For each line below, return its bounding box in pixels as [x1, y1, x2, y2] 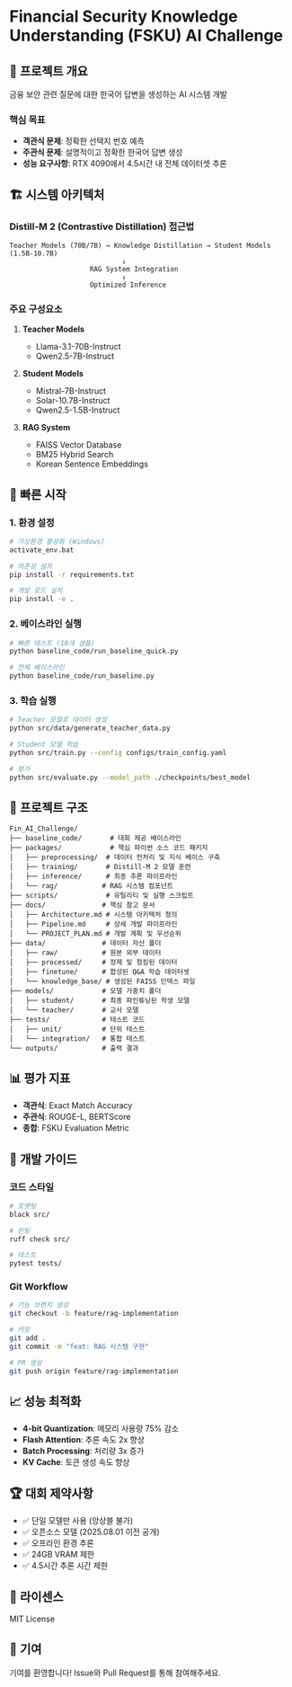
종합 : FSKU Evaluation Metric [22, 1123, 129, 1133]
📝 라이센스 [9, 1589, 65, 1604]
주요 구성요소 [9, 303, 63, 315]
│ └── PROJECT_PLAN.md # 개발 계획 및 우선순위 [9, 929, 182, 938]
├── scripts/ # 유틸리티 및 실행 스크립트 [9, 892, 194, 901]
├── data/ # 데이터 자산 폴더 [9, 939, 162, 948]
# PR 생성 [9, 1358, 42, 1367]
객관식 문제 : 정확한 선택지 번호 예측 [22, 136, 146, 147]
